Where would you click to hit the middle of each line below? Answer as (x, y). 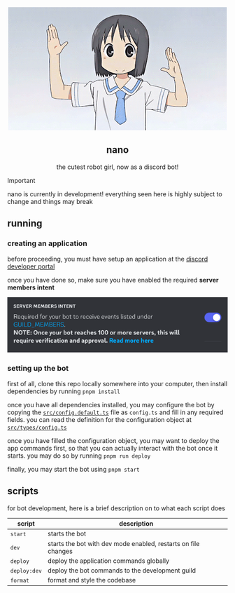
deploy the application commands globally (109, 561)
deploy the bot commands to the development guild (122, 571)
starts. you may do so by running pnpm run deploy (79, 456)
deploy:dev (26, 571)
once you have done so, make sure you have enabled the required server (113, 280)
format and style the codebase (92, 580)
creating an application (47, 243)
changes (60, 551)
